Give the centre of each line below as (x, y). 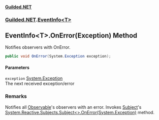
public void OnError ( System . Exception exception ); (58, 57)
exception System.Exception (34, 78)
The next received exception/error (40, 84)
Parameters (17, 67)
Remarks (16, 96)
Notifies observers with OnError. (38, 47)
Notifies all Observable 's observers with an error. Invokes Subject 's (73, 107)
